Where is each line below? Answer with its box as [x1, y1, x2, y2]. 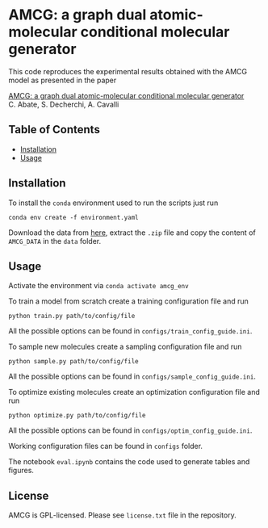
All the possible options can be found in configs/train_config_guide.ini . [8, 326, 253, 336]
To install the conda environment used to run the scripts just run [8, 198, 219, 207]
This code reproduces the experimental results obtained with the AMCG [8, 66, 248, 76]
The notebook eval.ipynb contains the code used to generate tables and [8, 457, 250, 467]
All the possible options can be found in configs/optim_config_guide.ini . [8, 425, 253, 435]
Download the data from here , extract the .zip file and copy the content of [8, 228, 256, 237]
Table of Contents [8, 123, 101, 136]
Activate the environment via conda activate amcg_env [8, 281, 189, 291]
